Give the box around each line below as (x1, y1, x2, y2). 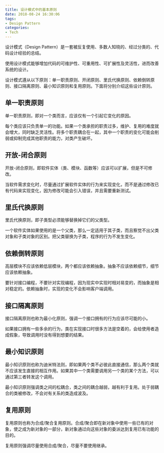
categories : (5, 25, 29, 30)
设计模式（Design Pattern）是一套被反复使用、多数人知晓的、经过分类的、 (5, 44, 155, 49)
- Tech (5, 30, 19, 35)
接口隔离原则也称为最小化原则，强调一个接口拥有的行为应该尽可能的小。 (5, 316, 150, 321)
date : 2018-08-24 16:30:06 (5, 12, 60, 17)
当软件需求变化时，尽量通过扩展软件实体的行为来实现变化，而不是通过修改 (5, 181, 155, 187)
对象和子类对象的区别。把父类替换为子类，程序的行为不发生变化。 (5, 233, 138, 240)
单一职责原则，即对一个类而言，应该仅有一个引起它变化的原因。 (5, 113, 133, 118)
